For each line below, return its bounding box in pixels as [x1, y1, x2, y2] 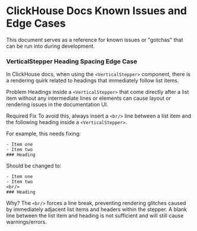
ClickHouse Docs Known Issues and [6, 4, 188, 18]
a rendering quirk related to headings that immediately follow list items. [6, 77, 179, 84]
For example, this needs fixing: [6, 130, 81, 137]
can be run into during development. [6, 43, 95, 50]
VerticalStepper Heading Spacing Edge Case [6, 57, 137, 66]
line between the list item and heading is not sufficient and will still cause [6, 212, 184, 219]
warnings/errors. [6, 219, 47, 226]
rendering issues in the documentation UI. [6, 101, 108, 108]
